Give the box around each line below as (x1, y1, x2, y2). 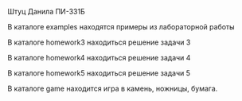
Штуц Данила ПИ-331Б (7, 7, 85, 16)
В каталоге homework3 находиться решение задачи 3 (7, 37, 191, 47)
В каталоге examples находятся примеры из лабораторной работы (7, 22, 236, 31)
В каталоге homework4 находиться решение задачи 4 (7, 53, 191, 62)
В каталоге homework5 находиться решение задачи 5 (7, 68, 191, 78)
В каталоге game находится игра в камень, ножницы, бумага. (7, 84, 218, 93)
